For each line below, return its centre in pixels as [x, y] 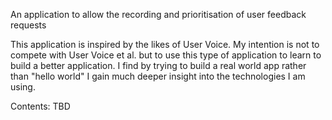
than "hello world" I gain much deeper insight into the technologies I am [158, 76]
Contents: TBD [40, 106]
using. [23, 87]
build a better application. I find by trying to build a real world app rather [158, 65]
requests [28, 25]
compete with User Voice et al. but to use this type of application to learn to [166, 55]
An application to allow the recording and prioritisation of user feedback [158, 14]
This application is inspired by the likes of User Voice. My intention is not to [165, 44]
